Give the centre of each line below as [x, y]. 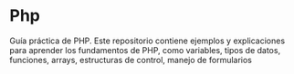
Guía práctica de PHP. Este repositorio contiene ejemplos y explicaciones [147, 41]
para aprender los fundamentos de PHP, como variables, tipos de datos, [145, 50]
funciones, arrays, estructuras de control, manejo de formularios [131, 60]
